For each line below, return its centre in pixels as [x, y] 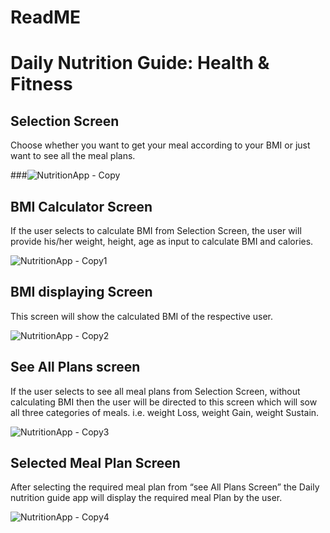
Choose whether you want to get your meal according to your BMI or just [160, 145]
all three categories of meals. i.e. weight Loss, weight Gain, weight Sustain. [165, 412]
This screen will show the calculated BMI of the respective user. [141, 316]
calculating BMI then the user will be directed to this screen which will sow [164, 402]
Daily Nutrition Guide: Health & [140, 63]
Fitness [41, 84]
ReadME [45, 17]
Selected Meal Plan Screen [95, 463]
